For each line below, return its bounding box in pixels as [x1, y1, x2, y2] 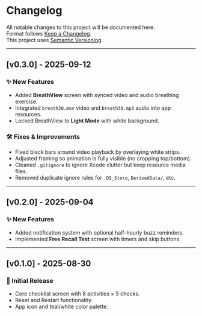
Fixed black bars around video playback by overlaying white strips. [14, 148, 181, 156]
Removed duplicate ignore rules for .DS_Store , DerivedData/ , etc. [14, 174, 176, 181]
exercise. [14, 98, 38, 105]
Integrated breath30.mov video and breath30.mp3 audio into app [14, 104, 171, 112]
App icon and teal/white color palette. [14, 303, 108, 311]
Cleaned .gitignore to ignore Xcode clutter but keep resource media [14, 161, 186, 168]
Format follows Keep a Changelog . [6, 30, 92, 37]
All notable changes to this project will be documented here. [6, 24, 155, 31]
